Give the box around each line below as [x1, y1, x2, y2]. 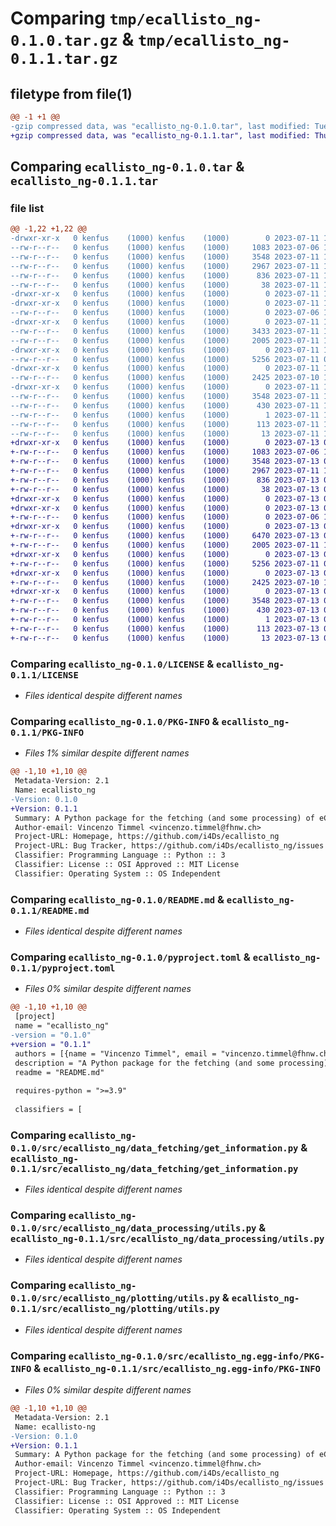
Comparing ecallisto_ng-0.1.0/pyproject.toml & [10, 950, 251, 964]
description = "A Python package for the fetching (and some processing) [14, 1058, 329, 1068]
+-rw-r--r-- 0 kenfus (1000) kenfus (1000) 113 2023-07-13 [10, 623, 320, 634]
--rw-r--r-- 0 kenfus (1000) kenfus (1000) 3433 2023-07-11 [10, 326, 320, 336]
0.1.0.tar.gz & [10, 28, 135, 51]
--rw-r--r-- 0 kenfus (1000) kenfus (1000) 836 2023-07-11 [10, 270, 320, 281]
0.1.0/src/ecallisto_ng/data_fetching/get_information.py [10, 1142, 299, 1154]
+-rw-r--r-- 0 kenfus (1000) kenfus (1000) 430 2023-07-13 [10, 605, 320, 616]
